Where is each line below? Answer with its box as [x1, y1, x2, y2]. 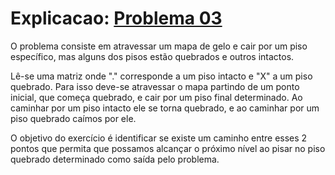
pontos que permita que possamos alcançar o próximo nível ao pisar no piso [10, 142, 326, 154]
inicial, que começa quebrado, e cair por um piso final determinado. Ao [10, 91, 303, 103]
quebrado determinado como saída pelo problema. [10, 153, 220, 165]
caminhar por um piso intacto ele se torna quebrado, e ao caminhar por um [10, 102, 320, 114]
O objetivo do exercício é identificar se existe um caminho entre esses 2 [10, 132, 308, 144]
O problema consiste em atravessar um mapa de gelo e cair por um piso [10, 40, 308, 52]
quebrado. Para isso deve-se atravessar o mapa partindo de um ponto [10, 80, 300, 92]
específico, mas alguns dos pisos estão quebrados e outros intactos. [10, 50, 295, 62]
